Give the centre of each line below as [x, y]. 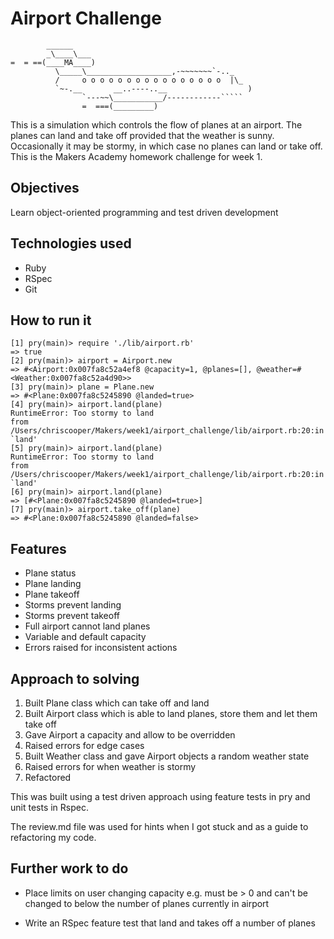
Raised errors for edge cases [84, 745]
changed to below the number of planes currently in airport [147, 903]
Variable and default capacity [85, 637]
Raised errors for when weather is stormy [110, 766]
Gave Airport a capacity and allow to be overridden [130, 735]
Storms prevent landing [73, 605]
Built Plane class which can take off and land [117, 703]
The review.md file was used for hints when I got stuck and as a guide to [159, 826]
